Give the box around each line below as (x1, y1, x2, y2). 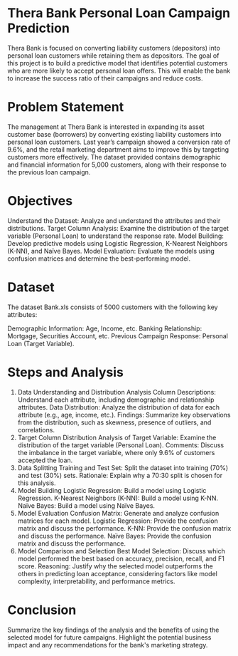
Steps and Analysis (7, 364, 124, 380)
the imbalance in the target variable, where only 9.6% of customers (17, 448, 215, 457)
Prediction (7, 20, 70, 36)
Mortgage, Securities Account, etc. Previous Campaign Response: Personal (7, 331, 229, 340)
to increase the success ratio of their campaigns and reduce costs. (7, 73, 204, 83)
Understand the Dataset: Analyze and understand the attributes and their (7, 216, 221, 225)
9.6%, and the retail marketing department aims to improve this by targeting (7, 145, 229, 154)
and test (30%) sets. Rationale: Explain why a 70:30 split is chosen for (17, 471, 222, 479)
